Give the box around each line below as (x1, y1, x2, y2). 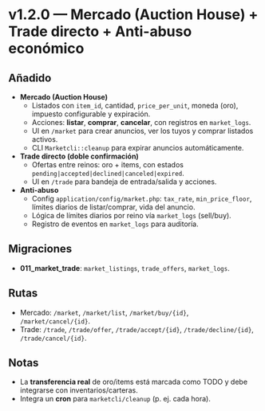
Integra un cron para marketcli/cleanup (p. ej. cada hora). (19, 394, 212, 404)
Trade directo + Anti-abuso (8, 22, 192, 41)
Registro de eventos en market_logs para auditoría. (31, 219, 199, 229)
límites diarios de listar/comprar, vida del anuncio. (31, 202, 196, 212)
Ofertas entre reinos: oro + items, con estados (31, 160, 184, 169)
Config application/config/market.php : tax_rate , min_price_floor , (31, 194, 252, 203)
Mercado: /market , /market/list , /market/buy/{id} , (19, 307, 189, 317)
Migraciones (8, 242, 73, 256)
